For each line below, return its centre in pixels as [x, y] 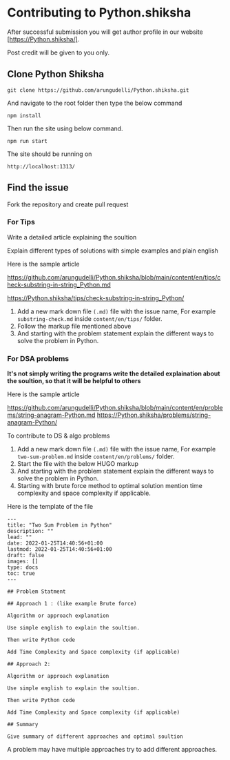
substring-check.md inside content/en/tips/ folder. [90, 318]
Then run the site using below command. [65, 128]
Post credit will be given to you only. [59, 52]
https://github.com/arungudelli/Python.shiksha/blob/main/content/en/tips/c [114, 277]
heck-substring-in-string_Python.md [59, 284]
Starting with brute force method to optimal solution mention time [110, 486]
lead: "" [20, 537]
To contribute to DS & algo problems [59, 436]
